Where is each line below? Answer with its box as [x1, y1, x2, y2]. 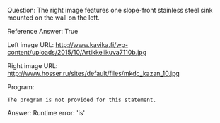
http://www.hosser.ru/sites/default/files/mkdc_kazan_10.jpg [7, 70, 180, 77]
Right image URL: [7, 62, 58, 70]
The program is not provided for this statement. [7, 96, 157, 103]
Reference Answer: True [7, 27, 79, 35]
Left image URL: [7, 41, 54, 48]
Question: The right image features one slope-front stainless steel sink [7, 6, 213, 14]
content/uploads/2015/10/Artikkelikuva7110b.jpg [7, 48, 147, 56]
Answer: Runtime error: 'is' [7, 109, 86, 117]
